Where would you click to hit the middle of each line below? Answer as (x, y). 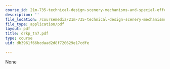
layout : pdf (18, 29)
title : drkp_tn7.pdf (27, 33)
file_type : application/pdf (35, 24)
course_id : (17, 10)
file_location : (21, 19)
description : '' (22, 15)
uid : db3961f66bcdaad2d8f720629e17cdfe (47, 43)
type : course (19, 39)
